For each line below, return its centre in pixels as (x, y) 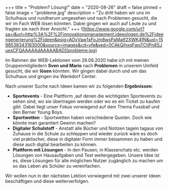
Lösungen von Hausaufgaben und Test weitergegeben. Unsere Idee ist (86, 155)
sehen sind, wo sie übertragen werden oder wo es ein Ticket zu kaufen (86, 101)
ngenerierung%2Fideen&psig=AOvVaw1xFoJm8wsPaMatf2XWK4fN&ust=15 (84, 40)
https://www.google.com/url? (114, 29)
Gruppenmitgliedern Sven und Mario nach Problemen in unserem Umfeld (82, 66)
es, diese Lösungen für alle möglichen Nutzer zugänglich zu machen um (88, 161)
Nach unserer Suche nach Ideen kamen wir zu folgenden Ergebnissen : (79, 86)
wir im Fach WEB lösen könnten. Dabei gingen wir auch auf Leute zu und (81, 23)
